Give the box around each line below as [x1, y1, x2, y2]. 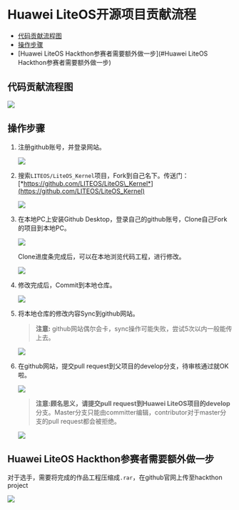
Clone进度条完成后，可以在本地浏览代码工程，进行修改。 [17, 252, 185, 261]
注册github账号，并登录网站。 [17, 142, 106, 151]
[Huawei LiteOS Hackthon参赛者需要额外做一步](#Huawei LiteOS [17, 49, 208, 58]
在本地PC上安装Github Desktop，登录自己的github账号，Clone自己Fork [17, 214, 228, 223]
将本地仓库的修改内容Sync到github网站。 [17, 309, 139, 318]
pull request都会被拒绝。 [48, 417, 121, 425]
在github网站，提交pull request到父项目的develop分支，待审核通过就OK [17, 361, 229, 370]
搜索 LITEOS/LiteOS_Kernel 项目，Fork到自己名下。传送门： [17, 171, 189, 179]
